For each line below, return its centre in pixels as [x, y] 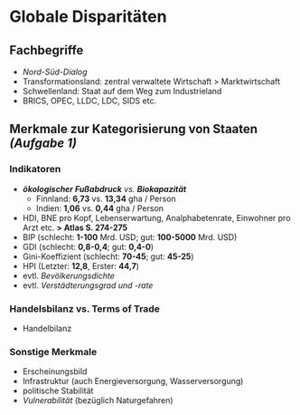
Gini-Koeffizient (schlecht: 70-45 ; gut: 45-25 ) [108, 256]
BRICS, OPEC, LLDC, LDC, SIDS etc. [89, 101]
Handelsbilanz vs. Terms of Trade [85, 308]
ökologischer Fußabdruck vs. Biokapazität [104, 188]
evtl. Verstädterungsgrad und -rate [88, 285]
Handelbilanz [47, 328]
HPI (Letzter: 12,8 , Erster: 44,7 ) [81, 265]
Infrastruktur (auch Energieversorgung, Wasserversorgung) [133, 381]
